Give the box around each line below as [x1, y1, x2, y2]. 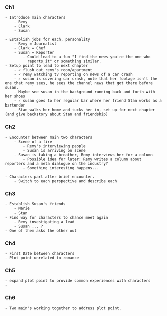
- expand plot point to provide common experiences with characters [5, 278, 151, 283]
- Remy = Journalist [14, 41, 57, 46]
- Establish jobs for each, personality [5, 37, 91, 42]
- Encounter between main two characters [5, 135, 93, 140]
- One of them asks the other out [5, 228, 77, 233]
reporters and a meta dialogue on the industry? [5, 161, 108, 166]
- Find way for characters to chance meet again [5, 215, 108, 220]
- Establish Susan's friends [5, 201, 66, 206]
